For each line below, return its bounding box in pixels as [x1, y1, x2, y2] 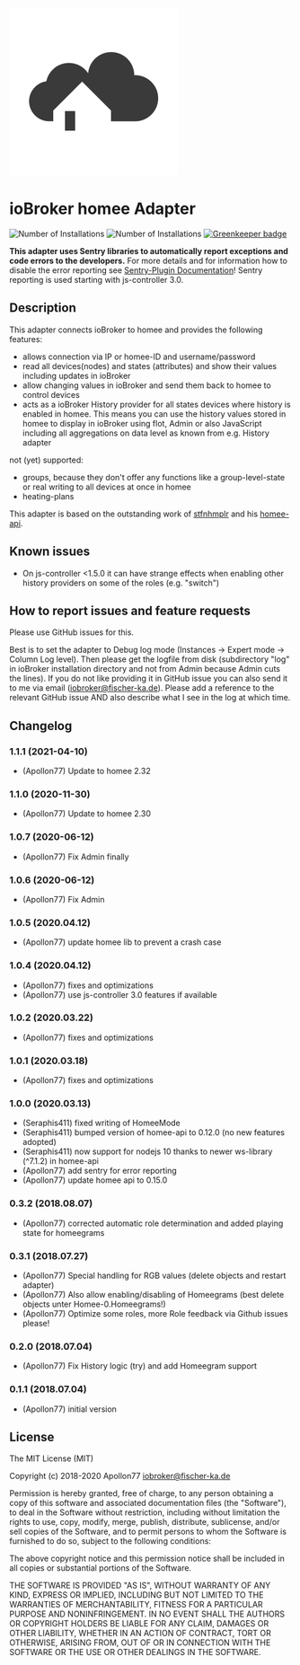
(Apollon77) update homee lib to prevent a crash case [22, 937, 222, 947]
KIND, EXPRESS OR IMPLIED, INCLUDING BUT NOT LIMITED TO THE [9, 1590, 264, 1600]
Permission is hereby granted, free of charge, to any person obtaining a [9, 1488, 274, 1499]
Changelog [9, 718, 73, 734]
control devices [22, 389, 81, 400]
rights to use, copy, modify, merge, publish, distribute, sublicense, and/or [9, 1517, 280, 1528]
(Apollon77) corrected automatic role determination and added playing [22, 1218, 284, 1229]
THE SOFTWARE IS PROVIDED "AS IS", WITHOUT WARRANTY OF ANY [9, 1580, 271, 1591]
